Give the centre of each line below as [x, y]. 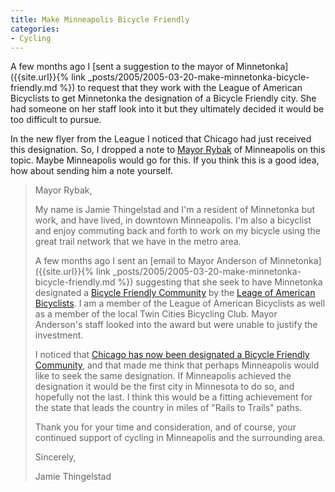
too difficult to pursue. [56, 120]
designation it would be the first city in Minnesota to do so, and [164, 387]
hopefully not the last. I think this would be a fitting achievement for [173, 397]
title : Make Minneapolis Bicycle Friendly [100, 19]
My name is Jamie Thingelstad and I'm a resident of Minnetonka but [175, 210]
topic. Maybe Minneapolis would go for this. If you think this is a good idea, [165, 160]
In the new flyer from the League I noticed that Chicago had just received [161, 139]
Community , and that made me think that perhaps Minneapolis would [177, 365]
